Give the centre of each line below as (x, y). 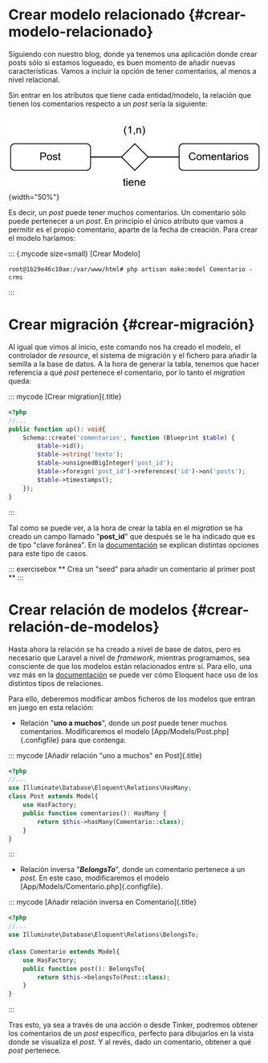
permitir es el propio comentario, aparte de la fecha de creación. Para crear (133, 229)
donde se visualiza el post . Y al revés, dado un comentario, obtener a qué (130, 1042)
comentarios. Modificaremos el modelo (85, 731)
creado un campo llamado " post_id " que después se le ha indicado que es (132, 536)
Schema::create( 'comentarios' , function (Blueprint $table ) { (129, 438)
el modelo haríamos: (42, 238)
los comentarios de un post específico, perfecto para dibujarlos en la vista (131, 1033)
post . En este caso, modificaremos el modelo (95, 878)
